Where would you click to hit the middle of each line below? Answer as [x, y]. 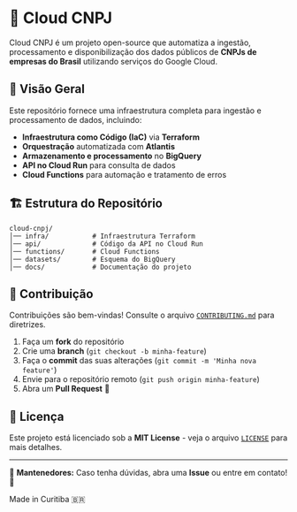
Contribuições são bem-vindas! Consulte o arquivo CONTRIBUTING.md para [142, 315]
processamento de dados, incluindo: [76, 119]
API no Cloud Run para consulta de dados [99, 165]
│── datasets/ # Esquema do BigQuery [92, 259]
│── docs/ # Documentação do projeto [100, 267]
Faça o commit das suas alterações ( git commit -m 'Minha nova [139, 361]
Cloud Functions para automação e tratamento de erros [124, 174]
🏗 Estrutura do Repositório [86, 204]
